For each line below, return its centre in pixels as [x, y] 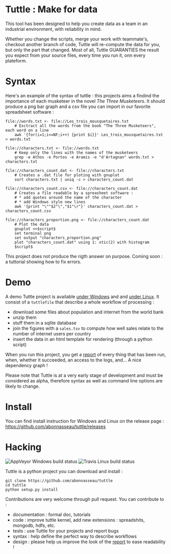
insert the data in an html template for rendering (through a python [82, 339]
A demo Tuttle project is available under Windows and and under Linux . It [82, 296]
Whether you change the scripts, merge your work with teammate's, [77, 39]
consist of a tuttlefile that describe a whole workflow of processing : [80, 302]
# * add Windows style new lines [50, 202]
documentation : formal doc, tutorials [52, 514]
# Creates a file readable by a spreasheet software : [74, 193]
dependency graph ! [27, 365]
